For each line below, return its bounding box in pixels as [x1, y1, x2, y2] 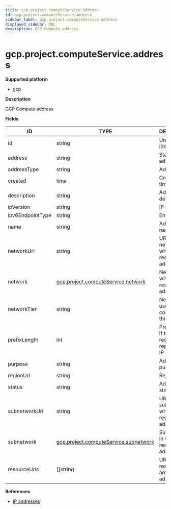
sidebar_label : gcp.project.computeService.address [5, 17, 117, 22]
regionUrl [8, 372, 31, 379]
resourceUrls [8, 466, 39, 473]
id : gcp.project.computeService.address [5, 12, 93, 17]
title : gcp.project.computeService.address [5, 7, 99, 13]
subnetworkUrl [8, 408, 44, 415]
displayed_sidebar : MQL [5, 21, 56, 27]
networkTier [8, 306, 37, 313]
